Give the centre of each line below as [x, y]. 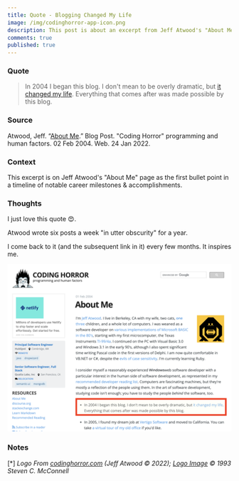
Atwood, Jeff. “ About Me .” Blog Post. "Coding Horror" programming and [113, 136]
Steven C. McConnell [38, 470]
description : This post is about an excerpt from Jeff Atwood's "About [116, 30]
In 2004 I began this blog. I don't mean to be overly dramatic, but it [123, 86]
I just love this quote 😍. [42, 219]
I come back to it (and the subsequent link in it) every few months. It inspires [119, 247]
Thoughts [25, 203]
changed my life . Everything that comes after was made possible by [124, 94]
